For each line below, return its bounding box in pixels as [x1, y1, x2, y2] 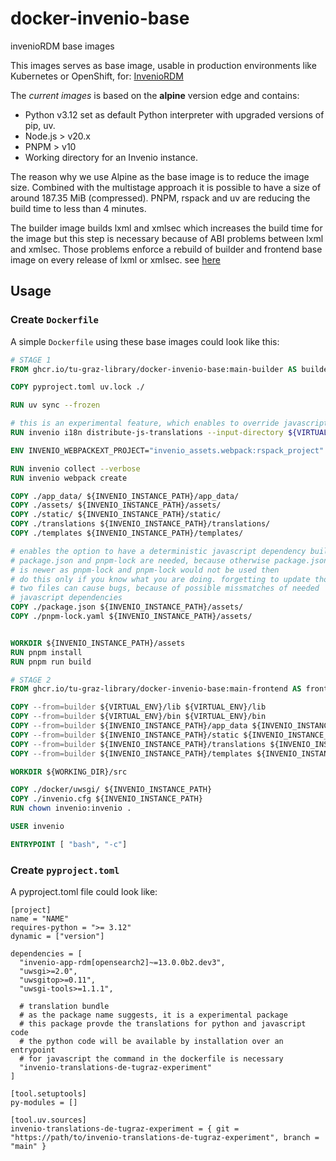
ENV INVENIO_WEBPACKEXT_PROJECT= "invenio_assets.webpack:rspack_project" [10, 445, 325, 456]
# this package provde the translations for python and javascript [19, 1019, 307, 1029]
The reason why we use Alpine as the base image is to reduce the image [10, 170, 310, 182]
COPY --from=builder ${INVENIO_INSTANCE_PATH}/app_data [10, 721, 248, 731]
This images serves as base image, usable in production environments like [10, 59, 317, 71]
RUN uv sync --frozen [10, 400, 101, 411]
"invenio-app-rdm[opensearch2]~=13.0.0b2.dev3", [19, 958, 226, 968]
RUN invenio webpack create [10, 473, 128, 483]
